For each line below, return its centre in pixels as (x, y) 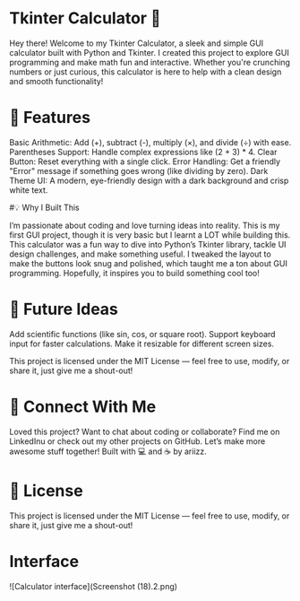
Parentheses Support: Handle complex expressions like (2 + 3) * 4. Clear (143, 152)
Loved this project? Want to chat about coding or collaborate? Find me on (145, 431)
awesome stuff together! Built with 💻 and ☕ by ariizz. (108, 451)
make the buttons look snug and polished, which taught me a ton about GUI (149, 263)
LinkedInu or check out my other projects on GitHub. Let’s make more (137, 441)
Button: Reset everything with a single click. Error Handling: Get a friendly (145, 161)
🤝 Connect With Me (83, 406)
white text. (29, 190)
